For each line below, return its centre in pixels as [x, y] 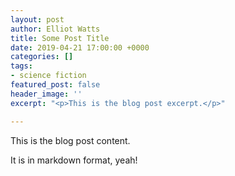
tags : [21, 66]
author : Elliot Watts [55, 29]
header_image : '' [46, 94]
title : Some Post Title [60, 38]
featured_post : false [55, 85]
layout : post [37, 19]
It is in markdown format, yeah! [74, 160]
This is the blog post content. [70, 140]
